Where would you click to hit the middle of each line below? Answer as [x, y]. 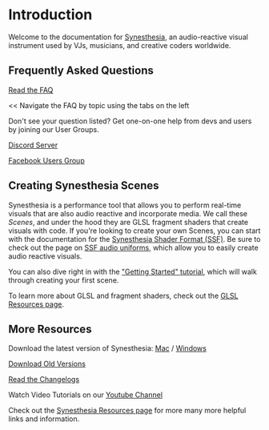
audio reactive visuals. [45, 256]
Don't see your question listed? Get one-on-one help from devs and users [130, 121]
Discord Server [33, 145]
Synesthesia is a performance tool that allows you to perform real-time [125, 205]
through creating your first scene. [64, 280]
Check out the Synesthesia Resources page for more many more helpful [127, 411]
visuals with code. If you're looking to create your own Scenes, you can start [134, 231]
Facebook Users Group [47, 160]
